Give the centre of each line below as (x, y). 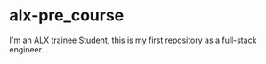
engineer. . (29, 49)
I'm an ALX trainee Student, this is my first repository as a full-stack (133, 40)
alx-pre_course (67, 16)
